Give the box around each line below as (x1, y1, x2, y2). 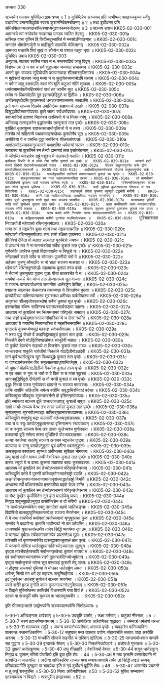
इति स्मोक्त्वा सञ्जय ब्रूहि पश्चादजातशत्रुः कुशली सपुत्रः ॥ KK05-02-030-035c (5, 398, 132, 404)
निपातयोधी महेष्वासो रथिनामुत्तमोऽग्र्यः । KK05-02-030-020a (5, 220, 106, 226)
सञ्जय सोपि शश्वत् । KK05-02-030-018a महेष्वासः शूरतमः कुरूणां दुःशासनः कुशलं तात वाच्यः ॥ (5, 206, 159, 211)
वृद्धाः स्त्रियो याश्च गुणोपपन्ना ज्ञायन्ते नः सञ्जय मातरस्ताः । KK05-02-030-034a (5, 382, 134, 387)
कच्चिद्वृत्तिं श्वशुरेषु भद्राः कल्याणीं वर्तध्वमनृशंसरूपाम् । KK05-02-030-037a (5, 415, 127, 421)
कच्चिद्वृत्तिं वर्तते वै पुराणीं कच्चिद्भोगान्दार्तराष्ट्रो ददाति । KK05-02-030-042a (5, 471, 129, 476)
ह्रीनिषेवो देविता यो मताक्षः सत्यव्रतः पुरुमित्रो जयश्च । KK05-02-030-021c (5, 237, 124, 243)
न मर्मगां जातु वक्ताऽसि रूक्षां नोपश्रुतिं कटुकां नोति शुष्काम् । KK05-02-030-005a (5, 81, 137, 86)
